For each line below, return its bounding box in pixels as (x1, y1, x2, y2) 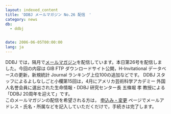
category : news (5, 17, 38, 22)
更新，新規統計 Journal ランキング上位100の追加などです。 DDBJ (18, 71, 156, 78)
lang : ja (5, 45, 24, 50)
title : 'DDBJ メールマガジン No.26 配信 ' (5, 12, 92, 17)
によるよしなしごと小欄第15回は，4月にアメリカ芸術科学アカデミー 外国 (14, 78, 166, 84)
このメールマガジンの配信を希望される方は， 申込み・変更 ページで (5, 97, 146, 103)
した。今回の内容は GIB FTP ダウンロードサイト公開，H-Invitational (5, 65, 147, 71)
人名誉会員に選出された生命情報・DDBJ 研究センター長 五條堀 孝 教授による (5, 84, 165, 90)
